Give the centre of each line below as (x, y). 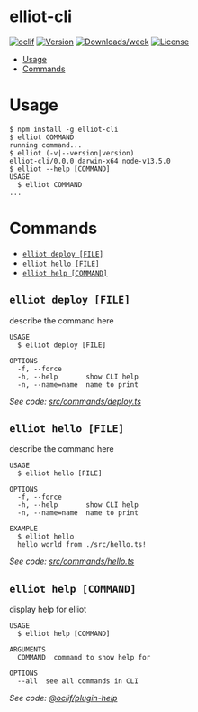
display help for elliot (48, 609)
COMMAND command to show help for (84, 658)
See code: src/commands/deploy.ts (76, 401)
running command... (46, 145)
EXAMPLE (24, 529)
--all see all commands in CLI (78, 681)
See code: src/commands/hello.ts (72, 561)
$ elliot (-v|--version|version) (72, 153)
